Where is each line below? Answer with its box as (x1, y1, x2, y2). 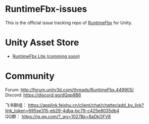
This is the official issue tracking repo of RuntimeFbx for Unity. (5, 20, 133, 26)
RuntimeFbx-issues (5, 3, 88, 15)
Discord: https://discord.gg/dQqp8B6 (5, 92, 81, 98)
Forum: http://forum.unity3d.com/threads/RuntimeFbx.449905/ (5, 87, 134, 93)
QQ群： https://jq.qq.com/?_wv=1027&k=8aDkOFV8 (5, 113, 111, 119)
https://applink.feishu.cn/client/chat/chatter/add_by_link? (28, 102, 145, 108)
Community (5, 70, 55, 82)
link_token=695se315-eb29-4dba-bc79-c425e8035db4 (5, 107, 120, 114)
